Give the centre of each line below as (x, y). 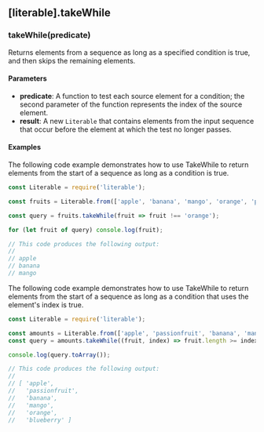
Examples (25, 147)
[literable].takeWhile (60, 13)
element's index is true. (46, 304)
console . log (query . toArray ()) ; (59, 355)
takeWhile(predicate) (49, 35)
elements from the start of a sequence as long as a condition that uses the (128, 296)
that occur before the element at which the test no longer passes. (125, 129)
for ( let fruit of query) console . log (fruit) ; (86, 230)
